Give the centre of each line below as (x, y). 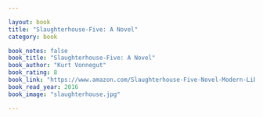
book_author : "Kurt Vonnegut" (58, 66)
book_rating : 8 (33, 73)
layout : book (29, 22)
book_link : (26, 80)
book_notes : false (38, 51)
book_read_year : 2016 (43, 87)
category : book (33, 37)
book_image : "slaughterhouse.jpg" (65, 94)
